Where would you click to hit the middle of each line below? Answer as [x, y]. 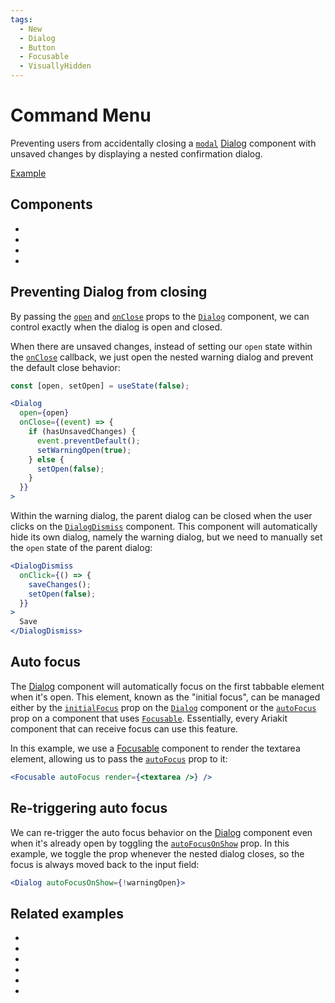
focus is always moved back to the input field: [105, 864]
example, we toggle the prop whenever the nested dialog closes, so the [157, 853]
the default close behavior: [65, 367]
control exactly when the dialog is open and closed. [116, 327]
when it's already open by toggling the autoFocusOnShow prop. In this [150, 843]
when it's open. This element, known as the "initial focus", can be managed [165, 697]
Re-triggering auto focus [89, 808]
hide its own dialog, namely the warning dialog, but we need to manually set [166, 537]
